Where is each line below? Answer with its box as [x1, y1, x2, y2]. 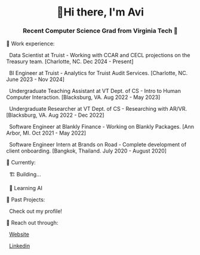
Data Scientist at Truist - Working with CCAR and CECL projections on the [8, 52, 190, 59]
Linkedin [8, 242, 30, 250]
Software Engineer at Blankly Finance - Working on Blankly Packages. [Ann [8, 123, 195, 130]
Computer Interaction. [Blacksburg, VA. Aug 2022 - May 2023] [6, 94, 161, 101]
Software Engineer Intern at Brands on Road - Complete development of [8, 141, 187, 148]
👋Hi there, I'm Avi [56, 5, 144, 19]
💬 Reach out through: [6, 219, 59, 226]
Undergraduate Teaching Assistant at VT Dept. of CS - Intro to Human [8, 88, 181, 95]
